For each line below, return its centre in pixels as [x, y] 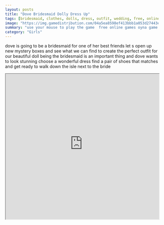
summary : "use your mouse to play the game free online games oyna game [82, 28]
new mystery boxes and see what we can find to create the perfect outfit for [82, 51]
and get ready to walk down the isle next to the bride [58, 66]
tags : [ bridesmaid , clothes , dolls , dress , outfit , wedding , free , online [82, 18]
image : [12, 23]
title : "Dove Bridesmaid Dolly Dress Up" [48, 14]
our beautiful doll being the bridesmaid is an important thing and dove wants [82, 56]
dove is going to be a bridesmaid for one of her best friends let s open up [78, 46]
